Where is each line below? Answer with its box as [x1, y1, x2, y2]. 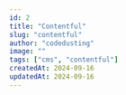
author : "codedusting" [9, 38, 94, 48]
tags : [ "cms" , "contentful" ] [9, 55, 119, 64]
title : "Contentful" [9, 22, 87, 31]
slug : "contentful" [9, 30, 83, 39]
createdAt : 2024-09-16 [9, 64, 94, 73]
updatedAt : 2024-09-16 [9, 72, 94, 81]
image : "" [9, 47, 47, 56]
